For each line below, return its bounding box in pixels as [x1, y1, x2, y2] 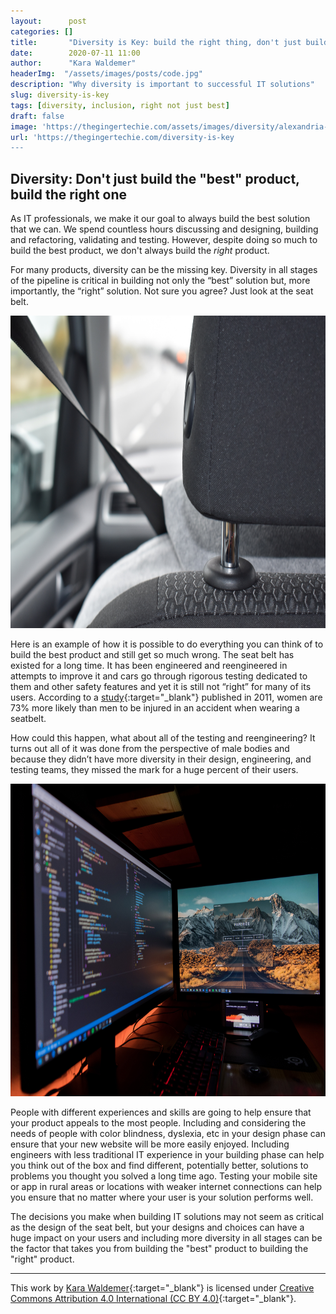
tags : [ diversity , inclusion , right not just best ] [10, 100, 230, 110]
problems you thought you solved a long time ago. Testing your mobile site [10, 1170, 318, 1182]
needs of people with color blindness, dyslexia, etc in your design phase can [10, 1128, 327, 1140]
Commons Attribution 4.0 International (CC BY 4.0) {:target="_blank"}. [10, 1293, 297, 1305]
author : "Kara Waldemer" [10, 58, 137, 69]
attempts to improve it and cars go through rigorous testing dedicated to [10, 670, 308, 682]
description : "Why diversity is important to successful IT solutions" [10, 80, 315, 90]
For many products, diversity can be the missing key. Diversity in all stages [10, 264, 318, 276]
